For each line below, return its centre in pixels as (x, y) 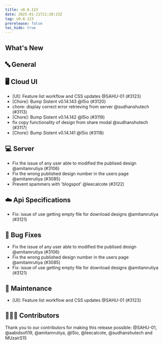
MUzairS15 (16, 338)
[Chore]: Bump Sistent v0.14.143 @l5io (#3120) (59, 101)
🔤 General (21, 64)
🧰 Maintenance (29, 288)
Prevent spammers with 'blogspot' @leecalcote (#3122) (68, 184)
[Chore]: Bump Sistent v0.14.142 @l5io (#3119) (58, 117)
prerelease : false (24, 23)
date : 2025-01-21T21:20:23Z (34, 14)
